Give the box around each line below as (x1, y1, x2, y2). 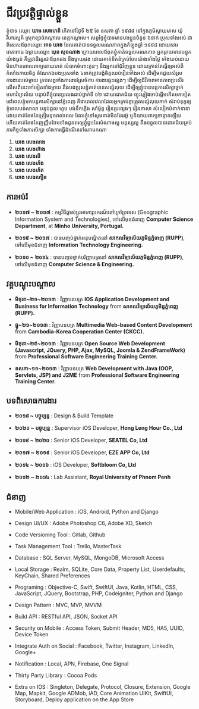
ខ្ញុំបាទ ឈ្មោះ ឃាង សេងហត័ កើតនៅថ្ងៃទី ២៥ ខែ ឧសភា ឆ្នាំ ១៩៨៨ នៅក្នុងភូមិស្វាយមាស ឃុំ (6, 27, 183, 34)
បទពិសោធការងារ (6, 395, 57, 405)
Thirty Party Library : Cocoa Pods (14, 672, 97, 679)
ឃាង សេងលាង (14, 138, 46, 145)
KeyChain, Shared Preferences (14, 572, 90, 579)
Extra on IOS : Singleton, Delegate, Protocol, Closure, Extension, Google (14, 683, 191, 691)
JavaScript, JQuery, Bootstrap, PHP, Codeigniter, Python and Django (14, 590, 183, 597)
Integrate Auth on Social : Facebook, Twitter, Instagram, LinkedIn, (14, 642, 175, 649)
